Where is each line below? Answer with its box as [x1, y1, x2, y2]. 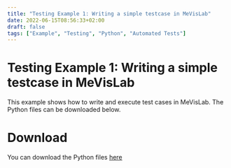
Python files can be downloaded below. [7, 106, 121, 114]
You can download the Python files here [7, 153, 122, 162]
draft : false [7, 23, 45, 30]
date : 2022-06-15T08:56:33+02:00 [7, 17, 105, 24]
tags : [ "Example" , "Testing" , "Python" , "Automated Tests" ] [7, 29, 187, 37]
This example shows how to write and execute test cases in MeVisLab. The [7, 98, 224, 106]
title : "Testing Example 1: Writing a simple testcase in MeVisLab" [7, 10, 211, 17]
